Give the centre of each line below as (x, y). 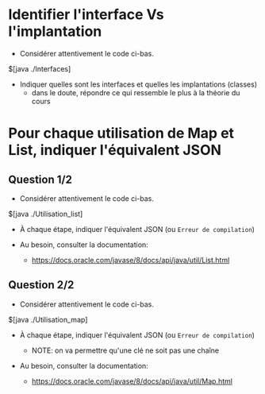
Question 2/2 (41, 285)
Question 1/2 (40, 179)
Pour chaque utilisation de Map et (121, 133)
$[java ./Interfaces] (40, 68)
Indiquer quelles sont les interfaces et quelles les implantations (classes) (138, 84)
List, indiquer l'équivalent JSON (115, 151)
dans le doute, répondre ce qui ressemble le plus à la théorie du (136, 92)
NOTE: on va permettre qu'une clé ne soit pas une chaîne (125, 350)
